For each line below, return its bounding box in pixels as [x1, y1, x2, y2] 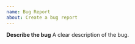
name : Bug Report [6, 8, 51, 15]
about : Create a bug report [6, 14, 78, 20]
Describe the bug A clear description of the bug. [6, 31, 130, 38]
